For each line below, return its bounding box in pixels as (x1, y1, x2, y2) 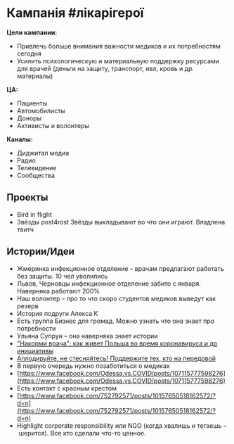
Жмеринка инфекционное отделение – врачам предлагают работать (16, 264, 224, 272)
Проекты (6, 191, 48, 203)
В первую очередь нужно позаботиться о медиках (16, 361, 170, 370)
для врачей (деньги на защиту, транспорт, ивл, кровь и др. (16, 64, 195, 72)
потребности (16, 324, 56, 332)
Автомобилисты (16, 106, 66, 115)
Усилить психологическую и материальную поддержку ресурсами (16, 56, 219, 65)
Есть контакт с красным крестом (16, 383, 117, 392)
